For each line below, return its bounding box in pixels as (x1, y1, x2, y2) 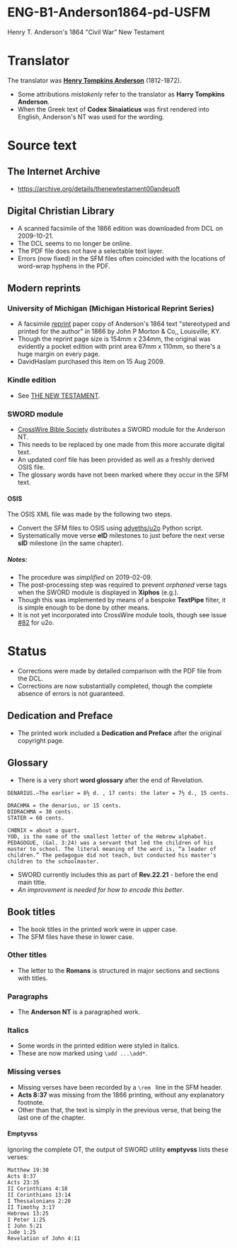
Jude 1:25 (7, 1228, 37, 1236)
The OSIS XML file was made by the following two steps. (7, 510, 173, 519)
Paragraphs (7, 992, 48, 1002)
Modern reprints (7, 282, 81, 295)
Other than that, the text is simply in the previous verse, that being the (17, 1105, 221, 1114)
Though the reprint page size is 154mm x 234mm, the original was (17, 335, 211, 343)
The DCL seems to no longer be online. (17, 239, 132, 247)
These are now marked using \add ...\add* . (17, 1049, 148, 1058)
